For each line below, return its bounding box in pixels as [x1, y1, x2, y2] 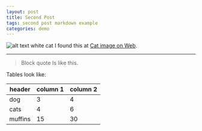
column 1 [36, 85, 64, 94]
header [9, 85, 31, 94]
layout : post [6, 8, 39, 15]
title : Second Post [6, 14, 55, 20]
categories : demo [6, 25, 50, 32]
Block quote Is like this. [20, 59, 79, 67]
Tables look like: [6, 71, 46, 78]
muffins [9, 115, 31, 123]
